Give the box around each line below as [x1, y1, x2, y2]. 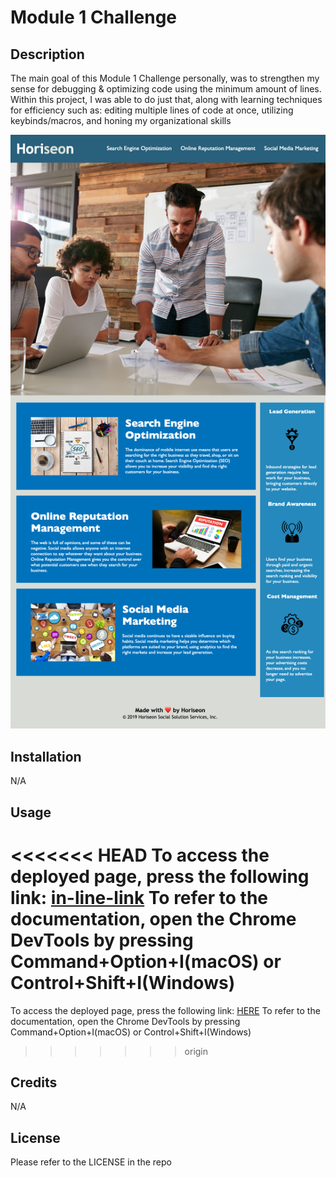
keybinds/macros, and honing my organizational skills [10, 115, 232, 126]
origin [184, 1045, 209, 1057]
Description [10, 46, 85, 63]
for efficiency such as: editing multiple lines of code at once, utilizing [10, 104, 294, 116]
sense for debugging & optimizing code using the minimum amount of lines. [10, 83, 322, 95]
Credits [10, 1074, 58, 1091]
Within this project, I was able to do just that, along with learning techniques [10, 94, 323, 105]
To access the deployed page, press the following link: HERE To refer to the [10, 1004, 321, 1016]
